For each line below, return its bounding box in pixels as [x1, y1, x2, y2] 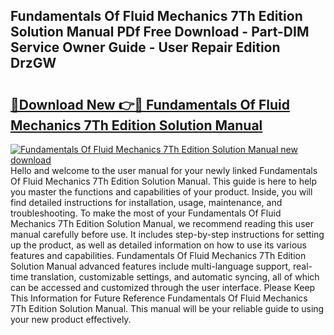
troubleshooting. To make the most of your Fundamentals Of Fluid [10, 207, 282, 219]
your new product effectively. [10, 314, 132, 325]
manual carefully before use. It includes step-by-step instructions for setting [10, 229, 325, 240]
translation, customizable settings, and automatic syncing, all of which [30, 271, 320, 283]
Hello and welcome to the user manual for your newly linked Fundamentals [10, 165, 318, 176]
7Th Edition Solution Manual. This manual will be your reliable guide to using [10, 303, 325, 314]
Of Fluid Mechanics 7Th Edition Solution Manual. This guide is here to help [10, 175, 318, 187]
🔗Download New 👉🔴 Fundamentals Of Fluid [10, 96, 290, 113]
